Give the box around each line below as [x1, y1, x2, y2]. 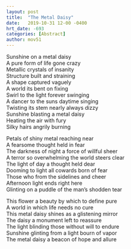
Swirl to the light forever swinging [6, 91, 90, 98]
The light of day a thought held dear [6, 160, 96, 167]
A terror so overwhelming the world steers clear [6, 154, 125, 161]
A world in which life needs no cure [6, 204, 94, 211]
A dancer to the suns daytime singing [6, 98, 99, 105]
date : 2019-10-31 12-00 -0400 [6, 20, 87, 26]
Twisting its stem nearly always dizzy [6, 104, 99, 111]
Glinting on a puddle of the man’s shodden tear [6, 186, 123, 193]
